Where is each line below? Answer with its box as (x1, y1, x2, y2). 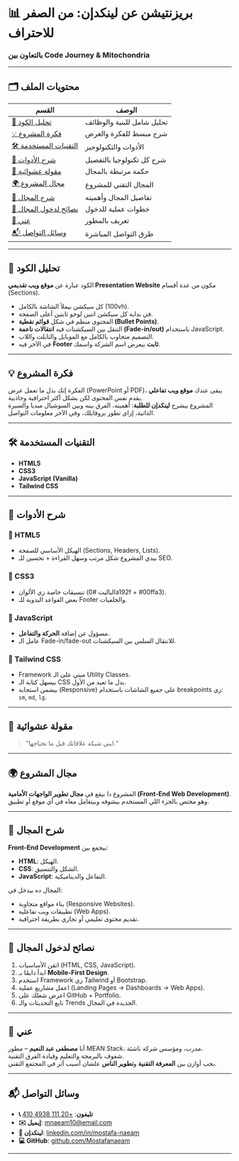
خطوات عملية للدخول (84, 204, 150, 214)
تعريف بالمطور (84, 216, 130, 226)
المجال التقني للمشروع (84, 180, 155, 189)
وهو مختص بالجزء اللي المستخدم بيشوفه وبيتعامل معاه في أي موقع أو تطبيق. (8, 797, 210, 805)
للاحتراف (8, 25, 55, 41)
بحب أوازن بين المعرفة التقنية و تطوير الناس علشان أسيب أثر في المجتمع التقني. (8, 1060, 217, 1068)
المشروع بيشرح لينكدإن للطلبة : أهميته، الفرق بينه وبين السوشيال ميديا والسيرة (8, 401, 213, 409)
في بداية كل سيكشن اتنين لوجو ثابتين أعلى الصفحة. (18, 309, 153, 319)
